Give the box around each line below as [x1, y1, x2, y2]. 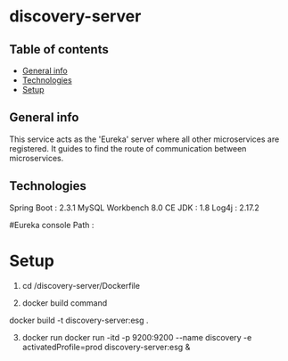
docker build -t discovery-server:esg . [9, 315, 149, 325]
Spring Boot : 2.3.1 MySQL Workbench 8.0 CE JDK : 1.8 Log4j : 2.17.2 [9, 202, 260, 213]
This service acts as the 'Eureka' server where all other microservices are [9, 134, 280, 144]
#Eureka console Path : [9, 219, 95, 230]
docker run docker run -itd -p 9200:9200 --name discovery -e [21, 332, 252, 342]
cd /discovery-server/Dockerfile [21, 280, 141, 291]
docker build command [21, 297, 108, 308]
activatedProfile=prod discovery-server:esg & [21, 341, 191, 352]
